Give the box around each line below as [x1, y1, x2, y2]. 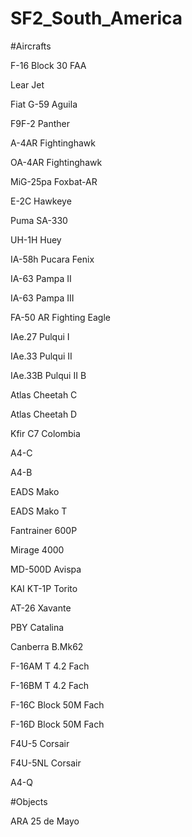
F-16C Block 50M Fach [10, 698, 105, 711]
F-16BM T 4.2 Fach [10, 679, 89, 691]
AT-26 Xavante [10, 602, 72, 614]
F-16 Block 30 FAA [10, 59, 87, 71]
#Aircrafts [10, 40, 52, 52]
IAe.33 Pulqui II [10, 350, 73, 362]
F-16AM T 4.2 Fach [10, 660, 90, 672]
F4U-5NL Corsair [10, 757, 82, 769]
